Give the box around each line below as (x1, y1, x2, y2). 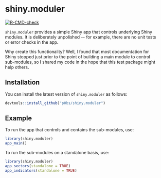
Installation (5, 78, 40, 87)
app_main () (5, 141, 27, 146)
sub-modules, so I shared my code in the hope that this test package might (5, 59, 156, 65)
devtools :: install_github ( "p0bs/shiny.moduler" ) (5, 101, 106, 106)
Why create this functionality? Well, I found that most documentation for (5, 49, 149, 54)
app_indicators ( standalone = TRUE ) (5, 168, 77, 173)
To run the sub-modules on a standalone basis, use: (5, 150, 109, 156)
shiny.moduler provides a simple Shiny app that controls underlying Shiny (5, 29, 152, 35)
